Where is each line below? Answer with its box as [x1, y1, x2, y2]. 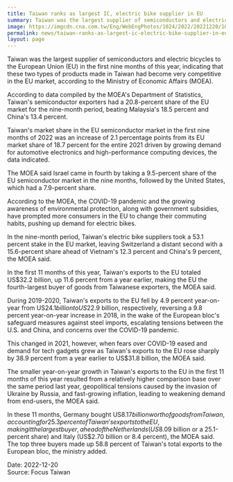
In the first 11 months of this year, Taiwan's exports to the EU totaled [7, 268, 201, 277]
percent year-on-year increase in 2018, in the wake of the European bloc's [7, 311, 220, 320]
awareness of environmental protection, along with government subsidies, [7, 205, 220, 213]
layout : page [7, 36, 45, 43]
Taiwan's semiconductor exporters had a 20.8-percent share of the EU [7, 98, 209, 106]
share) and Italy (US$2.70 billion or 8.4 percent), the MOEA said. [31, 433, 215, 441]
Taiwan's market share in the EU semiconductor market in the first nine [7, 126, 210, 135]
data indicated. [7, 155, 50, 164]
